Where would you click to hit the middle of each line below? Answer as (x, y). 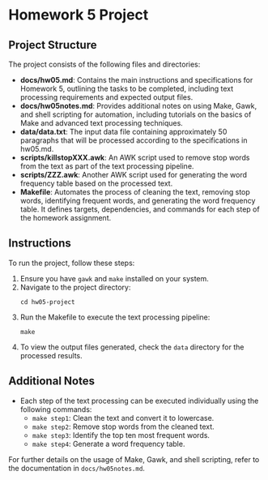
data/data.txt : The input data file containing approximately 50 (123, 132)
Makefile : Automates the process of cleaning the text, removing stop (135, 192)
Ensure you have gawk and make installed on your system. (114, 278)
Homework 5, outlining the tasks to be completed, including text (126, 88)
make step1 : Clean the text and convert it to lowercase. (123, 418)
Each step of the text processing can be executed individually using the (139, 401)
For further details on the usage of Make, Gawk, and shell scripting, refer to (134, 459)
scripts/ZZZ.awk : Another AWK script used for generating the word (134, 175)
